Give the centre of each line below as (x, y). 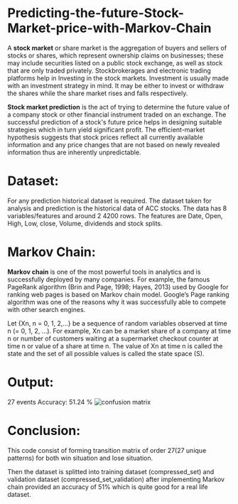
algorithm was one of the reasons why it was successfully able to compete (117, 302)
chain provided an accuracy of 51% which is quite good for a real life (108, 487)
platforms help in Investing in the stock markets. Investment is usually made (118, 78)
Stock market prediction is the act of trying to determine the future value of (119, 107)
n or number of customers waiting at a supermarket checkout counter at (113, 338)
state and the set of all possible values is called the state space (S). (106, 353)
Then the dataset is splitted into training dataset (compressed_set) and (111, 471)
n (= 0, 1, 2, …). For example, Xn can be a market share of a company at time (119, 331)
